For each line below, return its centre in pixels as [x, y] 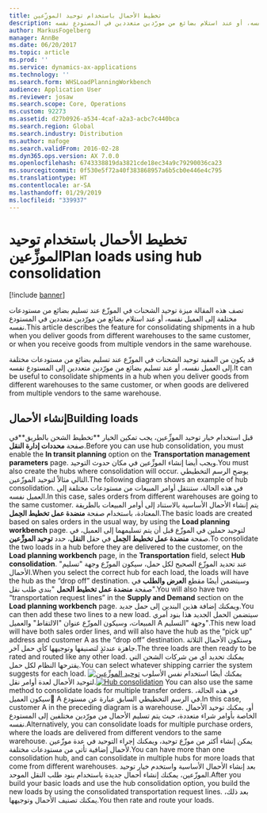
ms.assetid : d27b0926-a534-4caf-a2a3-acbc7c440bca [94, 119]
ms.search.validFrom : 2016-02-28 [64, 148]
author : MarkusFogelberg [50, 30]
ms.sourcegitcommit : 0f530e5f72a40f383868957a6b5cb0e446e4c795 [116, 171]
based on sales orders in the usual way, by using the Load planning [120, 522]
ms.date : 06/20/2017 [43, 45]
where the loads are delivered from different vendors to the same [115, 733]
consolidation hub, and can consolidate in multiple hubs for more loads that [132, 758]
